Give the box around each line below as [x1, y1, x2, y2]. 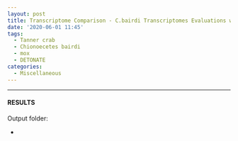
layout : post [7, 10, 46, 18]
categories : [7, 63, 42, 70]
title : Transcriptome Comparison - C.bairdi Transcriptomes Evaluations [7, 17, 227, 24]
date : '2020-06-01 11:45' [7, 23, 84, 30]
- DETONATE [13, 57, 46, 64]
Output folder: [7, 114, 48, 123]
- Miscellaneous [13, 69, 62, 77]
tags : [7, 30, 23, 38]
